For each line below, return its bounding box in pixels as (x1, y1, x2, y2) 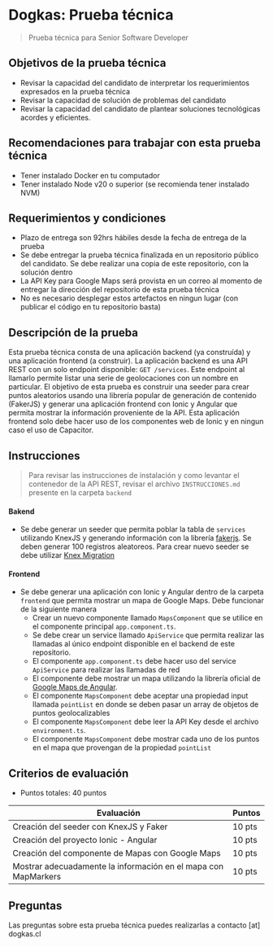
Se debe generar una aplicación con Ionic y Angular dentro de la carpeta (19, 587, 264, 597)
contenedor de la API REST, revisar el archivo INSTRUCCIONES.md (28, 479, 240, 489)
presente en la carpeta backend (28, 488, 132, 498)
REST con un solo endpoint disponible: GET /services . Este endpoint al (8, 365, 245, 375)
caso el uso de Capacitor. (8, 425, 94, 435)
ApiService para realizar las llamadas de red (32, 665, 180, 675)
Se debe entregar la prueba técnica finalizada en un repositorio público (19, 250, 259, 260)
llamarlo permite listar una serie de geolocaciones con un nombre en (8, 373, 239, 384)
